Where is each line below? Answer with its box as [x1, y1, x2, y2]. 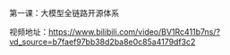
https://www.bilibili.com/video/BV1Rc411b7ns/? [48, 27, 221, 37]
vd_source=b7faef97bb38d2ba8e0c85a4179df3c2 [9, 36, 196, 47]
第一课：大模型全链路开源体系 [9, 8, 119, 18]
